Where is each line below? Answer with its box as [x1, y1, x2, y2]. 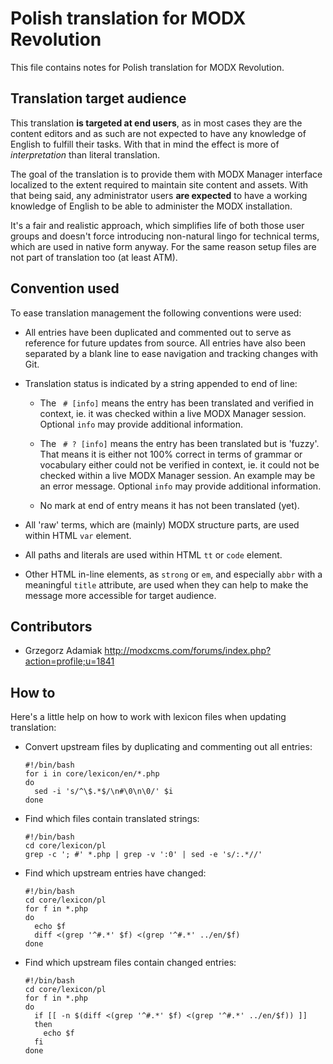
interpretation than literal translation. [10, 148, 161, 161]
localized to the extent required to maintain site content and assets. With [10, 178, 309, 191]
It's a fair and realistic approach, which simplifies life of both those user [10, 219, 305, 231]
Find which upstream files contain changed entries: [24, 957, 237, 969]
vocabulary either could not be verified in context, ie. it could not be [39, 458, 320, 471]
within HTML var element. [24, 529, 132, 541]
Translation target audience [10, 90, 187, 107]
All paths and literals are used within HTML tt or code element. [24, 548, 283, 561]
